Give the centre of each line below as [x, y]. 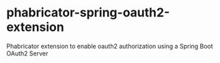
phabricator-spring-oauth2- [88, 13]
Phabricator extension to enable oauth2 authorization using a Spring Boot [110, 46]
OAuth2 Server [27, 53]
